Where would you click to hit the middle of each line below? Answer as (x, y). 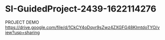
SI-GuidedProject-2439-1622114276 (81, 9)
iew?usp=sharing (23, 32)
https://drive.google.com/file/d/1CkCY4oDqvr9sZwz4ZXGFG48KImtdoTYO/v (82, 27)
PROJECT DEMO (22, 22)
